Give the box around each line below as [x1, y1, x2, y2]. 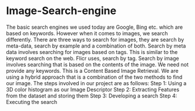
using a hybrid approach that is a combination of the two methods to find [6, 73, 183, 80]
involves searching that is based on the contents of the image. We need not [6, 60, 189, 68]
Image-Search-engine [6, 4, 116, 18]
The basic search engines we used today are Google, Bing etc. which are [6, 23, 183, 31]
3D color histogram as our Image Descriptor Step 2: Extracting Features [6, 86, 180, 93]
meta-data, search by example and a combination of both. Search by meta [6, 42, 186, 49]
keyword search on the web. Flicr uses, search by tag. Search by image [6, 55, 179, 62]
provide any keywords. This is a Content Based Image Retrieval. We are [6, 67, 179, 74]
